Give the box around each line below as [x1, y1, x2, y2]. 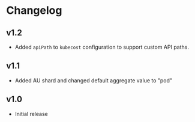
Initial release [14, 110, 48, 117]
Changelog [6, 4, 62, 17]
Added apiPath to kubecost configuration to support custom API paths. [14, 43, 189, 50]
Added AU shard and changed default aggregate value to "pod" [14, 76, 173, 84]
